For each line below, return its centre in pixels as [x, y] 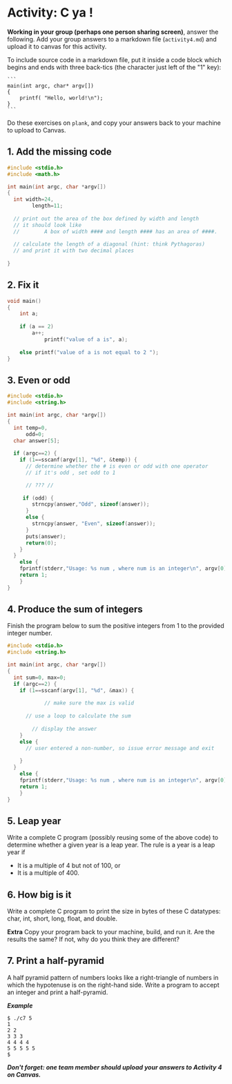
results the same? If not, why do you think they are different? [93, 939]
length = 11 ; [48, 206]
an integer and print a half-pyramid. [58, 992]
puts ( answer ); [46, 536]
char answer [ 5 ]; [37, 441]
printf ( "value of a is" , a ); [86, 339]
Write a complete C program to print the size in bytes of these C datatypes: [114, 911]
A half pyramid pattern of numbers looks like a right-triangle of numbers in [113, 977]
